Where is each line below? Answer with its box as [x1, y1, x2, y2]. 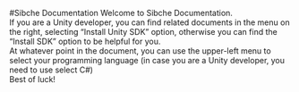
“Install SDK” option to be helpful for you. [9, 36, 161, 46]
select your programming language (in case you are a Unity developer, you [9, 55, 285, 65]
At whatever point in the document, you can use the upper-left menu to [9, 46, 271, 56]
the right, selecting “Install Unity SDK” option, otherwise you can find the [9, 27, 278, 37]
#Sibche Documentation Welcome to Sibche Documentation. [9, 8, 233, 18]
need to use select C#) [9, 64, 94, 75]
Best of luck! [9, 74, 56, 84]
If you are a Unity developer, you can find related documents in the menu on [9, 17, 290, 28]
